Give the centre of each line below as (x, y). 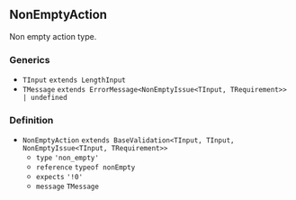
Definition (31, 121)
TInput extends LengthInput (74, 80)
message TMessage (67, 187)
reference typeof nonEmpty (85, 168)
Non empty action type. (53, 36)
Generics (30, 59)
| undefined (45, 98)
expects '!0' (59, 177)
